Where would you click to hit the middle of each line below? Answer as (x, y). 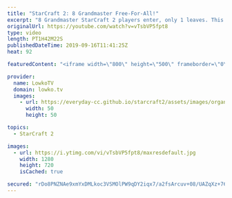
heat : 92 (20, 52)
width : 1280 (37, 159)
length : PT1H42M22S (35, 39)
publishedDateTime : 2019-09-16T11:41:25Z (68, 45)
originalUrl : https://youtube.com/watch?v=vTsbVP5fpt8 (88, 26)
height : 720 (37, 166)
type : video (24, 33)
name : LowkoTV (33, 83)
